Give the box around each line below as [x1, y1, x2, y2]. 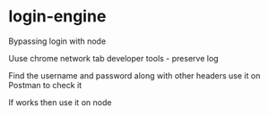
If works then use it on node [8, 96, 112, 108]
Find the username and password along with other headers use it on [8, 70, 261, 81]
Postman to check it [8, 79, 82, 90]
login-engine [8, 6, 107, 27]
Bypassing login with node [8, 36, 107, 46]
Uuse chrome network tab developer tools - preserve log [8, 53, 219, 63]
